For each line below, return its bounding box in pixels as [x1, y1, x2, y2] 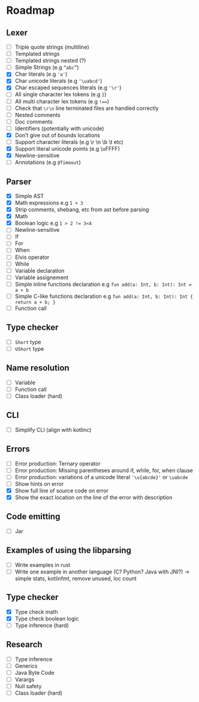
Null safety [14, 682, 42, 689]
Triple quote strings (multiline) [14, 43, 90, 50]
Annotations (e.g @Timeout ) [14, 159, 81, 166]
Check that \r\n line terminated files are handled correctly [14, 104, 159, 112]
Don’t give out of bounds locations [14, 132, 101, 139]
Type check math [14, 608, 58, 616]
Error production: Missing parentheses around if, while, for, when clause [14, 467, 194, 474]
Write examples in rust [14, 561, 71, 568]
